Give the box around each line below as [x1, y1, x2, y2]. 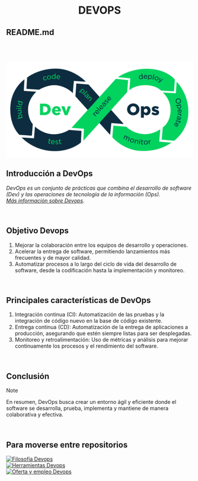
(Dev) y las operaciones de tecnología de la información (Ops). [6, 190, 161, 198]
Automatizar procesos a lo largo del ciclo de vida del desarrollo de [14, 260, 177, 267]
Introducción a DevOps [6, 168, 93, 179]
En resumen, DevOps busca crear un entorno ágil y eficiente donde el [6, 399, 177, 406]
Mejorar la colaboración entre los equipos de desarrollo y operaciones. [14, 241, 189, 249]
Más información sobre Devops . [6, 197, 85, 204]
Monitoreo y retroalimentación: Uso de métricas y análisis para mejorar [14, 336, 189, 343]
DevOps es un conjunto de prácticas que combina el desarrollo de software [6, 184, 191, 192]
